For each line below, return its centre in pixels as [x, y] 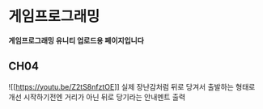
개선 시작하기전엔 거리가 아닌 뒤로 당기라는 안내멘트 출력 [97, 97]
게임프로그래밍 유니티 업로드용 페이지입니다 [76, 40]
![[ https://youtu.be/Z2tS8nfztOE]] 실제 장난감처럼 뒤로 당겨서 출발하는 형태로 [132, 86]
